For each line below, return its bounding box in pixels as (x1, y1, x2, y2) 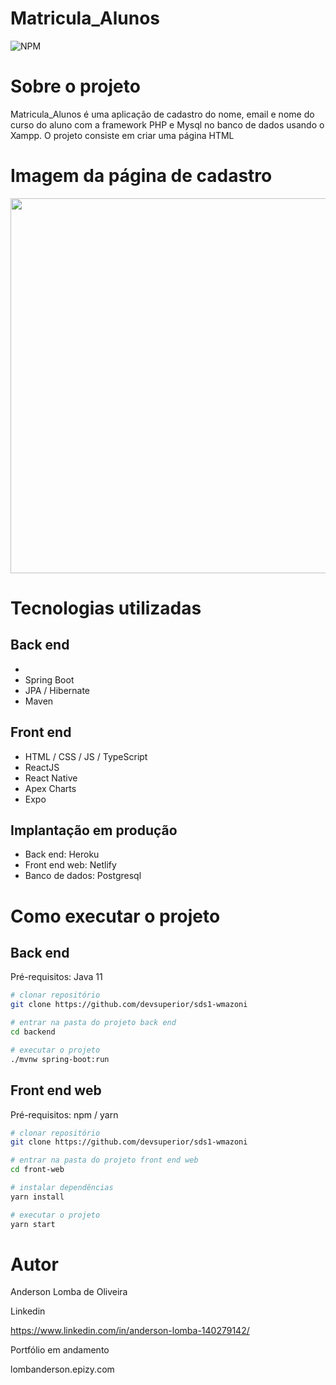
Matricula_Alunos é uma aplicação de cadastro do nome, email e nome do (10, 108, 315, 120)
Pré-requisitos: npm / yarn (10, 1108, 119, 1121)
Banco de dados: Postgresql (24, 870, 142, 882)
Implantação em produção (10, 822, 178, 839)
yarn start (10, 1219, 56, 1229)
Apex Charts (24, 782, 77, 794)
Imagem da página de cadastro (10, 165, 273, 187)
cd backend (10, 1027, 56, 1037)
